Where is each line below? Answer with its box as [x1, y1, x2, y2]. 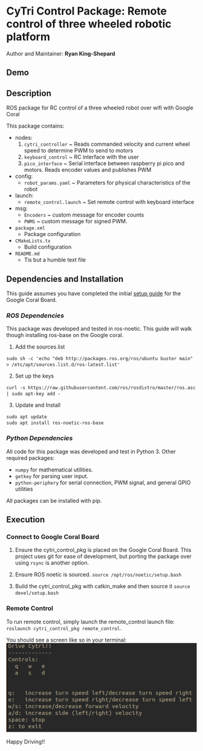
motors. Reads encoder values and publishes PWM [24, 166, 152, 174]
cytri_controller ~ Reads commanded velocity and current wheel [24, 140, 190, 148]
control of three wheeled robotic [6, 17, 172, 31]
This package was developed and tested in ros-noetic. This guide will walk [6, 325, 192, 332]
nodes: [14, 134, 33, 142]
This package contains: [6, 122, 65, 130]
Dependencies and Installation [6, 274, 124, 284]
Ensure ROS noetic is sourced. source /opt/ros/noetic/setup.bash [14, 571, 182, 579]
